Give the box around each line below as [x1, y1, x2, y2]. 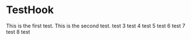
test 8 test [6, 28, 30, 35]
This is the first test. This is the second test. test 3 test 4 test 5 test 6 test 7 [6, 22, 185, 29]
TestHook [6, 3, 54, 17]
